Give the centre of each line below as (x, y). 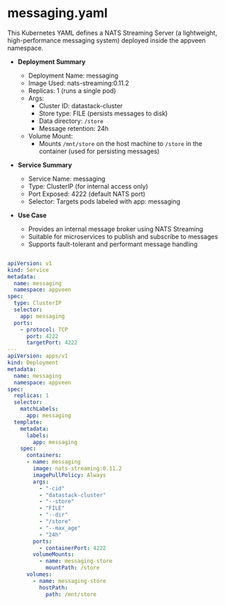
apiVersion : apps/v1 (38, 356)
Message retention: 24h (73, 128)
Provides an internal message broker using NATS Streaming (116, 228)
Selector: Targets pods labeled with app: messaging (104, 201)
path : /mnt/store (71, 594)
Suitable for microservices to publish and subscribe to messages (123, 236)
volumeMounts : (54, 554)
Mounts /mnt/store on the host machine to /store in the (120, 143)
